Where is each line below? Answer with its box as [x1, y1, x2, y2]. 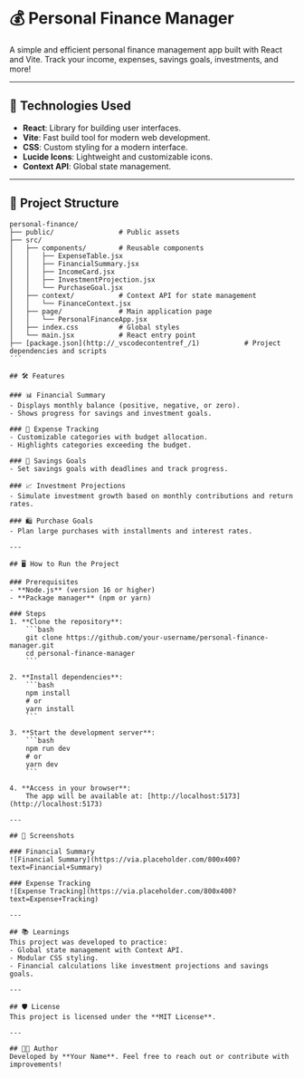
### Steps [9, 609, 47, 618]
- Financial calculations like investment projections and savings [9, 961, 270, 970]
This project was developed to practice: [9, 938, 168, 947]
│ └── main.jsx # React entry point [9, 331, 196, 340]
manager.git [9, 640, 54, 650]
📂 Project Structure [9, 196, 119, 211]
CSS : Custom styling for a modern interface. [22, 141, 188, 152]
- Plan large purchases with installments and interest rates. [9, 526, 253, 535]
